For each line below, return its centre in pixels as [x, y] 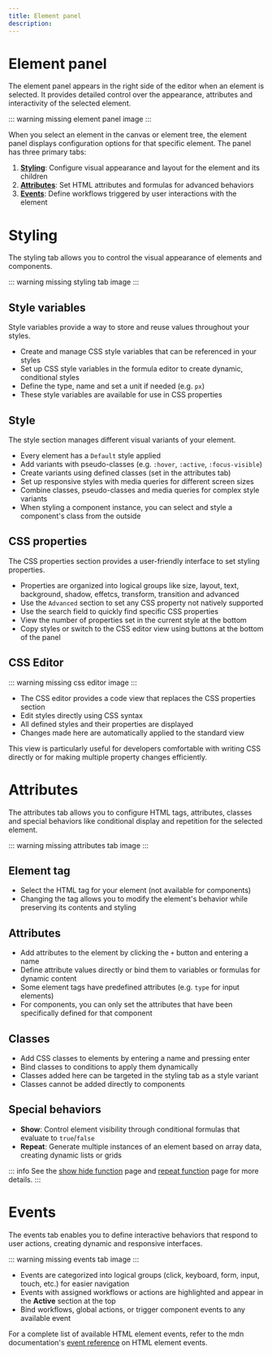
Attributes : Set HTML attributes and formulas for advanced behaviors [137, 185]
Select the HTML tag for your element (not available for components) [136, 890]
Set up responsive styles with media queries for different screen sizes [137, 481]
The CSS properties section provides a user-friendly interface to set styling [134, 561]
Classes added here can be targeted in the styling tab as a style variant [139, 1076]
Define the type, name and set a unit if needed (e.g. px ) [112, 386]
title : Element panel [45, 16]
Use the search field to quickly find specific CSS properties [119, 611]
